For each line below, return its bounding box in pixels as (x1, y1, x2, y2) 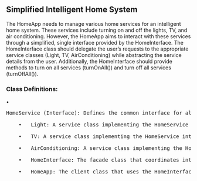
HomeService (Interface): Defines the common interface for (6, 110, 183, 116)
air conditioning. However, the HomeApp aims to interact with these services (6, 32, 191, 40)
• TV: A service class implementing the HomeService (18, 133, 180, 140)
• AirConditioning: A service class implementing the (18, 145, 183, 152)
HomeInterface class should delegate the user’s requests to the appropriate (6, 45, 189, 52)
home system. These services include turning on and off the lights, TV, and (6, 26, 188, 33)
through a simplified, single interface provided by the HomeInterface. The (6, 39, 184, 46)
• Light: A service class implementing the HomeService (18, 122, 189, 128)
